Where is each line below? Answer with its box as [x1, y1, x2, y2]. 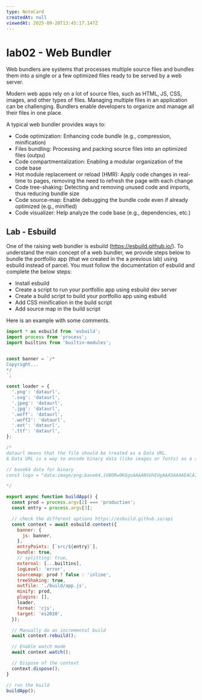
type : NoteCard [6, 8, 44, 15]
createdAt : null [6, 14, 47, 20]
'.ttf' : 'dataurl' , [11, 428, 61, 434]
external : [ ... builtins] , [17, 560, 82, 567]
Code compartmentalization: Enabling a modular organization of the [14, 158, 183, 165]
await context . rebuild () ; [11, 633, 77, 639]
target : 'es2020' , [17, 610, 63, 616]
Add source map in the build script [14, 305, 101, 312]
